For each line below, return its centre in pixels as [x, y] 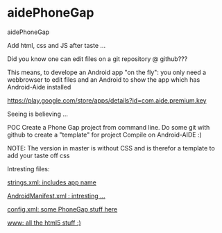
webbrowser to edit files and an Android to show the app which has [104, 79]
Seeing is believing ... [37, 114]
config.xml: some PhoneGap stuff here [62, 209]
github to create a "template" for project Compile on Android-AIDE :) [105, 135]
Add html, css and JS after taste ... [57, 45]
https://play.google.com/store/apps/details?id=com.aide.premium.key [107, 100]
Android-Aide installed [39, 87]
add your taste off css [39, 155]
